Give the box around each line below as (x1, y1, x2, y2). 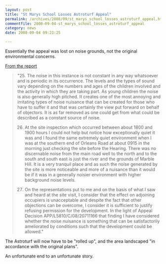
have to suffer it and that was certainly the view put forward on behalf (17, 105, 160, 110)
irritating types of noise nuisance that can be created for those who (17, 99, 155, 105)
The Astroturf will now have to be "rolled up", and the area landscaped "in (5, 238, 156, 244)
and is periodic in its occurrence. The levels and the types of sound (17, 78, 155, 84)
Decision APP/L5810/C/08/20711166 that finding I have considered (24, 213, 160, 218)
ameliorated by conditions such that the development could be (24, 223, 152, 229)
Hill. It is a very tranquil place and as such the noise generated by (24, 161, 158, 167)
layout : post (5, 7, 32, 12)
